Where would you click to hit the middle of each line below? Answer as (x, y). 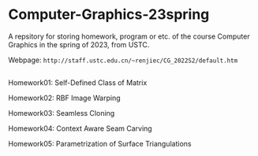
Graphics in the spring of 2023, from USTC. (79, 44)
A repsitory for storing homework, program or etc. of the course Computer (129, 36)
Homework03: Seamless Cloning (62, 113)
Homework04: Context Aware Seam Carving (80, 128)
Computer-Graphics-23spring (109, 15)
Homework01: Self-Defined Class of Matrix (78, 83)
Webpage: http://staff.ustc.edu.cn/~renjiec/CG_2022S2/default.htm (123, 60)
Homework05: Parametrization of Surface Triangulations (100, 144)
